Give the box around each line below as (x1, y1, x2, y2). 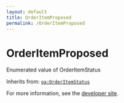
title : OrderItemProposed (6, 15, 71, 21)
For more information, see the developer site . (6, 90, 119, 97)
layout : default (6, 8, 47, 15)
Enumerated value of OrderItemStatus (6, 66, 101, 73)
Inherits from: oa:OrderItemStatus (6, 78, 90, 85)
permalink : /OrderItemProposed (6, 20, 85, 26)
